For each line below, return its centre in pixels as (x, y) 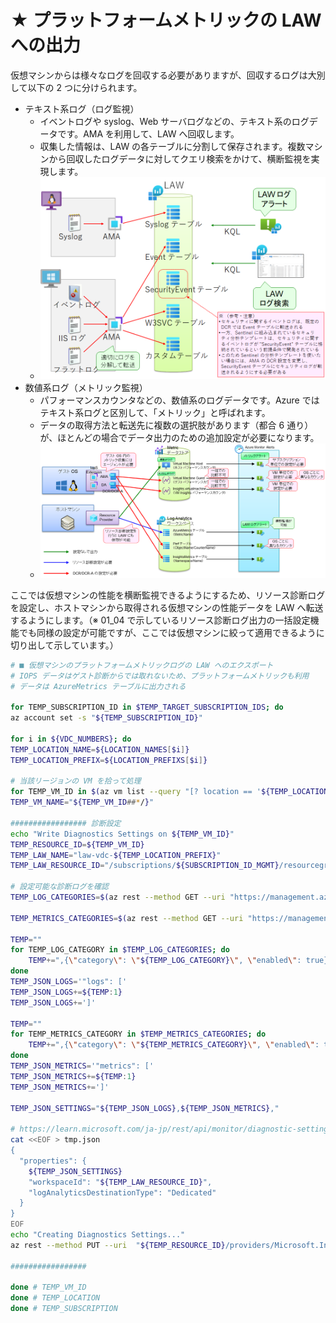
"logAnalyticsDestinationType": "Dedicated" (122, 1192)
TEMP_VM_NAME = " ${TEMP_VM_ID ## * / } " (82, 802)
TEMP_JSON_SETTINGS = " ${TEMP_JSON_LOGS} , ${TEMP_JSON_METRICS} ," (145, 1108)
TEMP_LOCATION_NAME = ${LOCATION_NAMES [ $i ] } (100, 749)
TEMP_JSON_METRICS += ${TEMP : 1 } (73, 1076)
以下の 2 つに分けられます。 (85, 87)
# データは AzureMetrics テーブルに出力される (98, 686)
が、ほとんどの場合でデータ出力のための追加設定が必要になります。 (179, 437)
